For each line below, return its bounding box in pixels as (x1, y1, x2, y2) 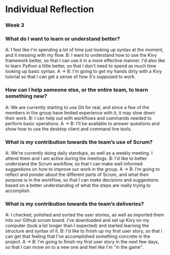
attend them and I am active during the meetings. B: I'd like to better (5, 156, 147, 161)
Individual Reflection (5, 4, 94, 15)
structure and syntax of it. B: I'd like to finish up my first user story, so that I (5, 228, 162, 234)
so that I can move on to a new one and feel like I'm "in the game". (5, 244, 144, 250)
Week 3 (5, 22, 24, 29)
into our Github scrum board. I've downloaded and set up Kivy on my (5, 217, 150, 224)
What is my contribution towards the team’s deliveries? (5, 200, 144, 207)
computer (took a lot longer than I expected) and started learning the (5, 223, 149, 229)
